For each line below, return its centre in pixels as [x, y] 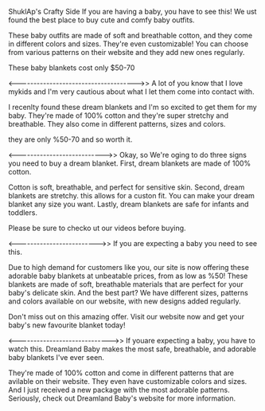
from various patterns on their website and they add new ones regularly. [127, 52]
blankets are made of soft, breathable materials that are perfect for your [126, 284]
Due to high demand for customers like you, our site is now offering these [129, 267]
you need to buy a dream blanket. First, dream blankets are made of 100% [130, 163]
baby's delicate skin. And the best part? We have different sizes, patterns [128, 293]
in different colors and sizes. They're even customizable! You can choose [129, 44]
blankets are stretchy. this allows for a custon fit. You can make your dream [131, 196]
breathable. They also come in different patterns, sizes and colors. [117, 124]
